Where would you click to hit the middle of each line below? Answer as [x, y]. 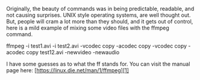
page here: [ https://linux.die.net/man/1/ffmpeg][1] [68, 70]
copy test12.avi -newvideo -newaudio [73, 52]
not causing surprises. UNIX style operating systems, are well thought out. [98, 15]
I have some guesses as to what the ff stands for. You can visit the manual [98, 64]
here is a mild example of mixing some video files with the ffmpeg [88, 28]
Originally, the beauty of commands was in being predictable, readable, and [100, 9]
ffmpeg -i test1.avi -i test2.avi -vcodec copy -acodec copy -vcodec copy [97, 46]
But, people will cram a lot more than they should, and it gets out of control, [100, 21]
